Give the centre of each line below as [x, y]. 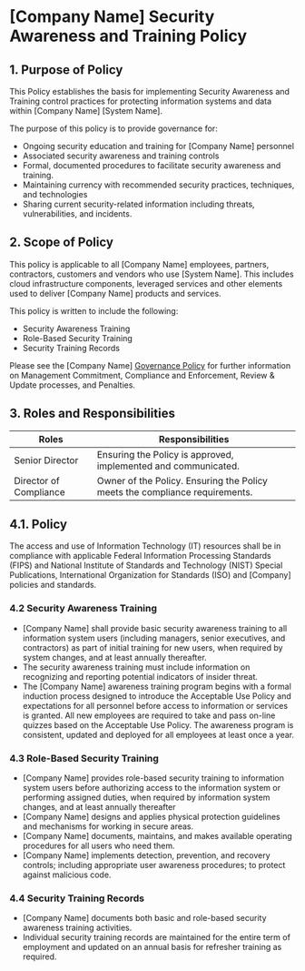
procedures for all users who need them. [98, 846]
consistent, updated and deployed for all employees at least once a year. [158, 734]
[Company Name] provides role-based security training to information [153, 778]
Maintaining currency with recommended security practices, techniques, [158, 185]
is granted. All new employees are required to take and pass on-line [149, 715]
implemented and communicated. [168, 466]
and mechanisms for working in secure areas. [108, 826]
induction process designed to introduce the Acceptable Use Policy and [157, 696]
